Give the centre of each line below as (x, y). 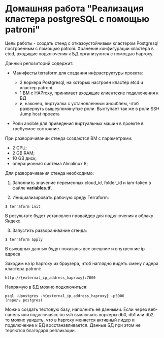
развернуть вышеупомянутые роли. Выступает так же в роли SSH (89, 109)
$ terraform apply (24, 239)
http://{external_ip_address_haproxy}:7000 (50, 278)
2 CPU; (19, 148)
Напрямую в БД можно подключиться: (46, 287)
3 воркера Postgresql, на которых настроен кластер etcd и (82, 82)
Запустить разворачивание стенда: (49, 230)
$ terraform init (23, 206)
